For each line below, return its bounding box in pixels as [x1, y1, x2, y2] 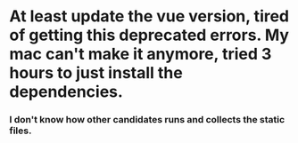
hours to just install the [9, 63, 183, 83]
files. [9, 124, 32, 137]
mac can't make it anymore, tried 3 [9, 44, 272, 64]
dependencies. [9, 82, 123, 102]
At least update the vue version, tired [9, 6, 290, 27]
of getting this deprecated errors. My [9, 25, 290, 45]
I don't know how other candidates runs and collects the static [9, 114, 286, 126]
